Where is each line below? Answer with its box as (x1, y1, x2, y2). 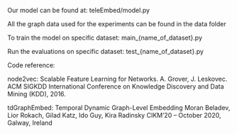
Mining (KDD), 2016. (7, 90, 66, 98)
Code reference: (7, 61, 55, 69)
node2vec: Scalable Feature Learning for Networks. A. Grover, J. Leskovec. (7, 74, 228, 83)
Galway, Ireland (7, 118, 53, 127)
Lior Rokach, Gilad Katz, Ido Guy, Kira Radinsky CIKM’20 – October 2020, (7, 111, 221, 119)
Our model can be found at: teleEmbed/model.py (7, 6, 150, 14)
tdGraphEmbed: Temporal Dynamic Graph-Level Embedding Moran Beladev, (7, 104, 231, 112)
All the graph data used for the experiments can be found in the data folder (7, 20, 226, 28)
